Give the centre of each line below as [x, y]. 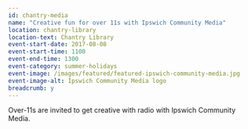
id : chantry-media [38, 15]
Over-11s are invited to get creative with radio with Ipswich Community [122, 110]
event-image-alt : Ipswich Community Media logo [88, 81]
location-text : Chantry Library [61, 37]
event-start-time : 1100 [47, 52]
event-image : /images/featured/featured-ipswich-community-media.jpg [124, 73]
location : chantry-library [52, 30]
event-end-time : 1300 [44, 59]
